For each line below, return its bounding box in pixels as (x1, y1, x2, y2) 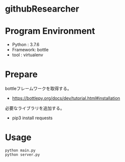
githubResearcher (5, 3, 79, 15)
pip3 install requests (12, 115, 53, 121)
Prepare (5, 69, 38, 80)
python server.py (5, 152, 40, 157)
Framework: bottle (12, 47, 49, 53)
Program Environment (5, 26, 95, 37)
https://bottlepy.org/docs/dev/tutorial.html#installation (12, 96, 120, 101)
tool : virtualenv (12, 52, 44, 58)
